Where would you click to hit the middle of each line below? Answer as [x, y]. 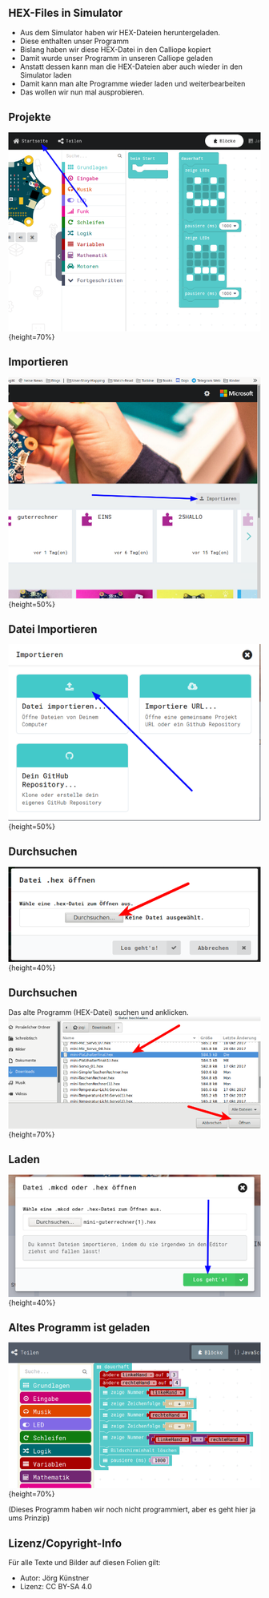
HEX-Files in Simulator [66, 13]
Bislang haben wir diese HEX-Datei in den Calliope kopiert [115, 49]
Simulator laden [46, 74]
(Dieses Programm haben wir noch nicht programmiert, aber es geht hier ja [132, 1510]
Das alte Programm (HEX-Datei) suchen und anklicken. [99, 1012]
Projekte [30, 117]
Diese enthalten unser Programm [74, 41]
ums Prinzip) [29, 1518]
